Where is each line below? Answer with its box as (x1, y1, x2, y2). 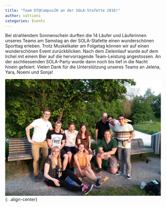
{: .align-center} (5, 197, 38, 203)
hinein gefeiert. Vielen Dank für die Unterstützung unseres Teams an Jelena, (5, 64, 161, 70)
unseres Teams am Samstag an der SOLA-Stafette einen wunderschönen (5, 38, 154, 44)
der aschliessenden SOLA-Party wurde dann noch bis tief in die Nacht (5, 59, 148, 65)
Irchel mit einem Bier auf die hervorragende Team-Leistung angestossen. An (5, 53, 161, 59)
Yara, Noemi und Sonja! (5, 69, 53, 75)
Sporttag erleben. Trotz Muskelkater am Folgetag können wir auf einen (5, 43, 149, 49)
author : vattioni (5, 13, 41, 18)
